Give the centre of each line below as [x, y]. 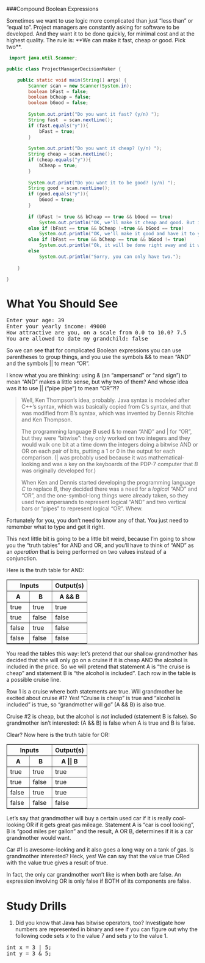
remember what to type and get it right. [56, 527]
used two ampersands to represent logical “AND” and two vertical [104, 502]
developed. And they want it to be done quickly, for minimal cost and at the [101, 34]
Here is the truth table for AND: [45, 570]
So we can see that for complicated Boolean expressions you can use [94, 350]
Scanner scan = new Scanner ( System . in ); [80, 86]
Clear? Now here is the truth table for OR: [58, 735]
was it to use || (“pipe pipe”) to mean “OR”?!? [63, 388]
